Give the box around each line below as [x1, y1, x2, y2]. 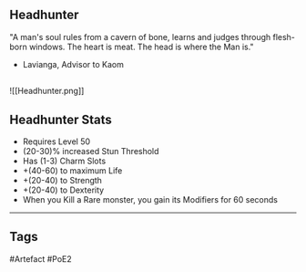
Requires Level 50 [22, 136, 91, 147]
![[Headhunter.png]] [9, 86, 85, 97]
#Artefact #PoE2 [9, 253, 73, 264]
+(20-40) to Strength [22, 175, 103, 186]
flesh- [272, 31, 296, 42]
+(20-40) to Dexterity [22, 184, 105, 195]
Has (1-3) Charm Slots [22, 155, 107, 167]
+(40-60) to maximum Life [22, 165, 123, 176]
